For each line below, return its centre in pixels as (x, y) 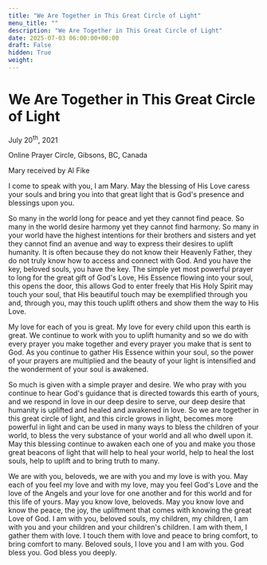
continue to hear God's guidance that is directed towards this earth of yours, (134, 393)
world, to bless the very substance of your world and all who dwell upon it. (131, 436)
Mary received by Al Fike (49, 171)
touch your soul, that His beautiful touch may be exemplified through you (128, 295)
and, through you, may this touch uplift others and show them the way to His (133, 303)
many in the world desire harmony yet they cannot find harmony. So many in (133, 227)
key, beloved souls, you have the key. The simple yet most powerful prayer (131, 269)
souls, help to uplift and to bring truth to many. (84, 461)
